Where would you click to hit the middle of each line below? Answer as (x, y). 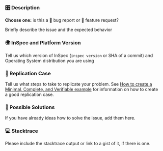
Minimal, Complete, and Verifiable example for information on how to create (81, 89)
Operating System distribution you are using (50, 60)
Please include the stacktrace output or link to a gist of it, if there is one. (78, 144)
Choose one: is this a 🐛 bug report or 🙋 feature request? (62, 20)
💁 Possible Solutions (30, 107)
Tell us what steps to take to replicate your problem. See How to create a (79, 84)
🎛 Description (23, 7)
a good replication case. (29, 94)
